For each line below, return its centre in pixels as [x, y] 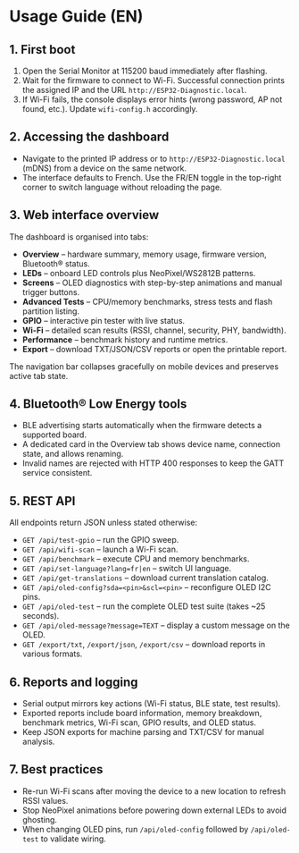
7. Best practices [56, 769]
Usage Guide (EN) [76, 17]
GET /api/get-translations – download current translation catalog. [145, 578]
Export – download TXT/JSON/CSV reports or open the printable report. [154, 349]
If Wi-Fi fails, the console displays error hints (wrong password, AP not [152, 99]
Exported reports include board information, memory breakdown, [142, 714]
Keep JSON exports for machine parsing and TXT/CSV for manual [143, 732]
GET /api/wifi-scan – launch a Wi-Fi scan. [100, 549]
